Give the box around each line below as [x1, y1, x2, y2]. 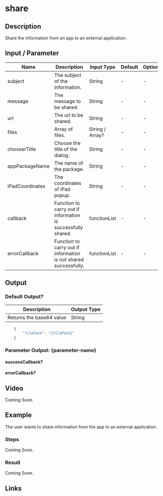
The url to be [54, 112, 83, 118]
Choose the [54, 139, 81, 146]
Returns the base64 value [7, 314, 66, 321]
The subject [54, 71, 81, 78]
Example [5, 411, 32, 419]
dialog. [54, 151, 70, 158]
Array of [54, 126, 73, 132]
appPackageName [7, 163, 50, 169]
